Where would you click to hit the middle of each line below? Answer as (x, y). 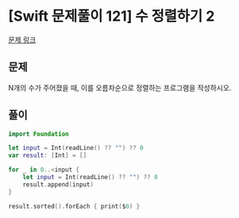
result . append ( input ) (58, 184)
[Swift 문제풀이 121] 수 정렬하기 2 (112, 16)
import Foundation (39, 134)
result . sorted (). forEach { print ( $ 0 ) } (74, 206)
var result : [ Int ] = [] (48, 155)
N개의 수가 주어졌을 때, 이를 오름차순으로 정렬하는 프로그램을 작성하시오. (120, 87)
